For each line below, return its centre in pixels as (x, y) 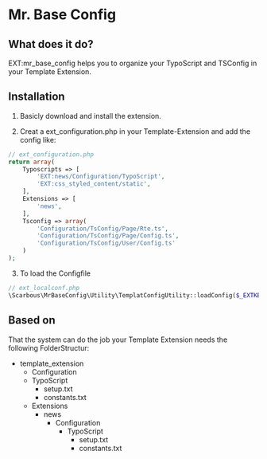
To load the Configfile (55, 273)
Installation (37, 97)
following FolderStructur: (49, 347)
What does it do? (51, 44)
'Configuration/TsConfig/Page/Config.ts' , (108, 236)
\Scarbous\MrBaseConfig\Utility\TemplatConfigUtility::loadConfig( (122, 295)
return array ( (32, 162)
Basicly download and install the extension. (90, 116)
